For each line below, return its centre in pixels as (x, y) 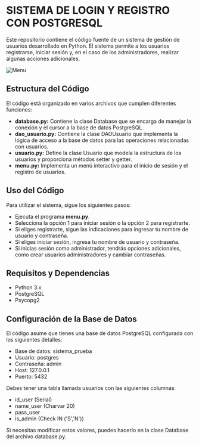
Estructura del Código (48, 89)
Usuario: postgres (37, 358)
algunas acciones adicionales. (43, 58)
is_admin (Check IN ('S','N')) (49, 419)
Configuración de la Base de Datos (71, 319)
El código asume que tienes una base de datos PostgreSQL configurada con (100, 333)
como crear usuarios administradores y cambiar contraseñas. (90, 255)
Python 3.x (28, 287)
